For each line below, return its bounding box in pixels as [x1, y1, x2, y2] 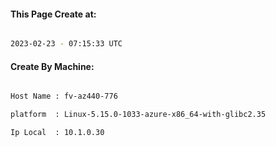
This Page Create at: [10, 8, 97, 20]
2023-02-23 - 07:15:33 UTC [10, 39, 123, 49]
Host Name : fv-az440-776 [10, 91, 118, 102]
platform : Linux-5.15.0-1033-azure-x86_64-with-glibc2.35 [10, 110, 267, 120]
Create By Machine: [10, 60, 95, 72]
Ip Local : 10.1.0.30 [10, 128, 105, 138]
